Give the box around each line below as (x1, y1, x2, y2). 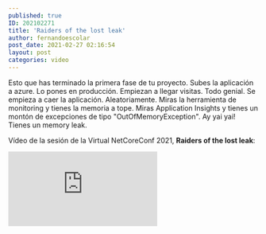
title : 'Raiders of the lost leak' (8, 26, 126, 34)
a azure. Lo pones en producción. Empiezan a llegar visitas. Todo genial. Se (8, 86, 256, 96)
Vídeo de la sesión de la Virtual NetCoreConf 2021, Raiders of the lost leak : (8, 135, 256, 145)
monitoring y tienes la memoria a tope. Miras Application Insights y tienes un (8, 103, 259, 112)
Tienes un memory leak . (8, 120, 87, 130)
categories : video (8, 57, 69, 64)
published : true (8, 11, 62, 20)
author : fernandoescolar (8, 33, 91, 42)
